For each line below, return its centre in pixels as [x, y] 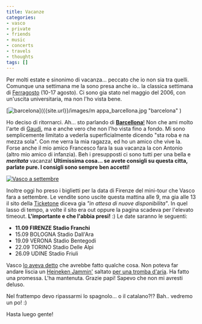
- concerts [20, 46]
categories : [21, 17]
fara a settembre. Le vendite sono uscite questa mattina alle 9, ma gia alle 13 [101, 197]
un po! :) [17, 302]
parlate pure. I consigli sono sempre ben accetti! [68, 167]
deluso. [16, 284]
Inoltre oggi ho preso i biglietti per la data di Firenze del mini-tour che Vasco [100, 190]
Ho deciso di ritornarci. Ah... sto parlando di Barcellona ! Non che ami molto [100, 122]
